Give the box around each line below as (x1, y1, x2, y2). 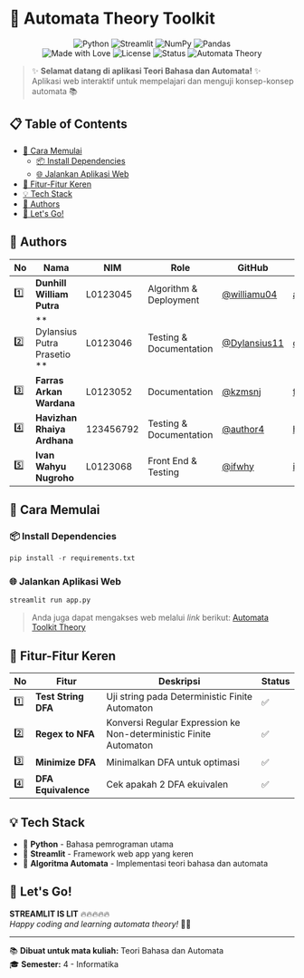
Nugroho (35, 471, 74, 484)
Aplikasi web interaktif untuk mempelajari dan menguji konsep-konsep (31, 75, 294, 86)
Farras (35, 373, 64, 386)
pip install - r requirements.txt (9, 554, 136, 563)
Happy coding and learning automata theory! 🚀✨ (9, 918, 192, 929)
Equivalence (35, 784, 90, 797)
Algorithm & (147, 282, 198, 295)
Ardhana (35, 434, 74, 447)
